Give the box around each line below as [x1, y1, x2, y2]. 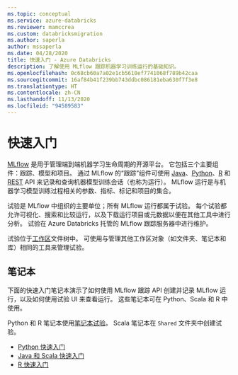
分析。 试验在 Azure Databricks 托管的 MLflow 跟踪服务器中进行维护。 [7, 219, 212, 227]
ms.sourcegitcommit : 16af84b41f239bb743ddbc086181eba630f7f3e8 [7, 76, 198, 83]
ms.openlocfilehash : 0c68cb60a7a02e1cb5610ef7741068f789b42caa [7, 69, 198, 76]
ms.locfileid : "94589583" [7, 103, 84, 110]
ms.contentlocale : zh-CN [7, 89, 81, 96]
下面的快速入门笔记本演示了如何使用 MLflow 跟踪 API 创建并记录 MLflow [7, 286, 218, 294]
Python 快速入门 [17, 342, 66, 351]
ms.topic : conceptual [7, 10, 72, 18]
